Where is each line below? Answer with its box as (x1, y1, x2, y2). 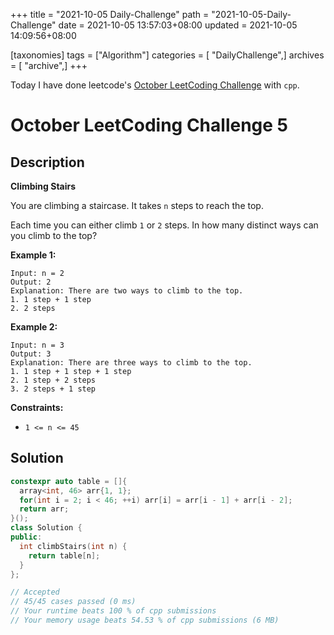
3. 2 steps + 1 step (10, 384, 97, 394)
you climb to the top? (10, 230, 98, 241)
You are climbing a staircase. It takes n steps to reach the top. (10, 200, 264, 211)
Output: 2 (10, 277, 52, 287)
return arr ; (19, 504, 70, 514)
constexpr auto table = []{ (10, 476, 128, 486)
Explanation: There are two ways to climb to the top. (10, 286, 244, 296)
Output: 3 (10, 349, 52, 359)
